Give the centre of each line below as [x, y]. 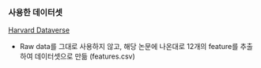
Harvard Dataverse [39, 30]
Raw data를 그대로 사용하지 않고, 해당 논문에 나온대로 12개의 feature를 [129, 47]
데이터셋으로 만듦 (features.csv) [85, 56]
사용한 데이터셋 [36, 12]
